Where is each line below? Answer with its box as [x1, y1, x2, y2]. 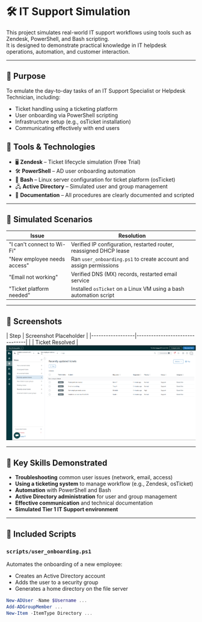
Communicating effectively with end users [14, 124, 120, 131]
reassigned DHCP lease [71, 247, 130, 255]
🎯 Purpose [6, 71, 46, 81]
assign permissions [71, 262, 119, 269]
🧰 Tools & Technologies [6, 142, 96, 152]
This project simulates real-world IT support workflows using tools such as [6, 28, 191, 36]
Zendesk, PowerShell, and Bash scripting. [6, 35, 109, 42]
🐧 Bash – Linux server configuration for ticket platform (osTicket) [14, 176, 176, 183]
